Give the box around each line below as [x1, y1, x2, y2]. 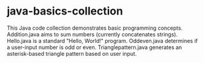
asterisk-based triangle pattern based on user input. [7, 50, 137, 57]
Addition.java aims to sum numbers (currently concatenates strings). [7, 30, 178, 38]
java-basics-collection [7, 4, 123, 18]
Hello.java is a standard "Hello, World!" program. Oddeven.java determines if [7, 37, 198, 44]
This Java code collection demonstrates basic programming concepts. [7, 24, 183, 31]
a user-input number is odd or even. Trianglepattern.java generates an [7, 44, 182, 51]
